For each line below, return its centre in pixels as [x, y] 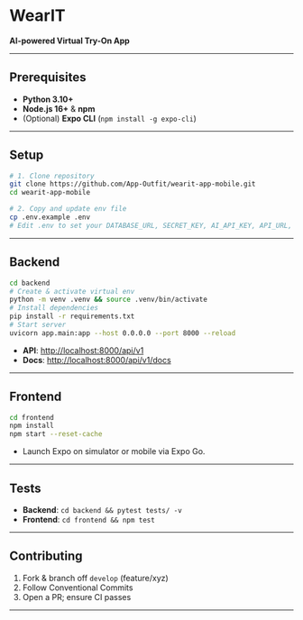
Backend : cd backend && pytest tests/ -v [102, 510]
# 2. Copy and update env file [68, 209]
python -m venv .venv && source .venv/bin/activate [108, 300]
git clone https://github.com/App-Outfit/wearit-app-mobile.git [133, 184]
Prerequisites [48, 77]
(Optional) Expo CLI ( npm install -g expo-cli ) [109, 118]
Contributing [46, 556]
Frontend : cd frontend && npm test [88, 520]
